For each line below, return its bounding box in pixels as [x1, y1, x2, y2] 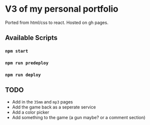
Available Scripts [5, 34, 57, 42]
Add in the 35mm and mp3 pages [12, 99, 73, 104]
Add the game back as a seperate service [12, 104, 96, 110]
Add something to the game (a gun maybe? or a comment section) [12, 114, 146, 120]
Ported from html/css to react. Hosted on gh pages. [5, 20, 109, 25]
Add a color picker [12, 109, 50, 115]
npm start [5, 48, 28, 54]
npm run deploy [5, 72, 41, 78]
